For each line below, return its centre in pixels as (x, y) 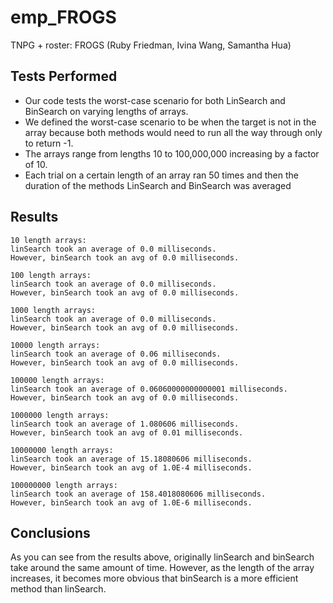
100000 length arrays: (57, 380)
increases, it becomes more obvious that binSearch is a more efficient (154, 578)
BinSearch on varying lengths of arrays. (106, 111)
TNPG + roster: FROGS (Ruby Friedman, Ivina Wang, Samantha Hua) (151, 45)
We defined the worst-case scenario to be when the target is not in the (170, 122)
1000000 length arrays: (60, 415)
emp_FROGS (63, 17)
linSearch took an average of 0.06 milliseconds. (116, 354)
